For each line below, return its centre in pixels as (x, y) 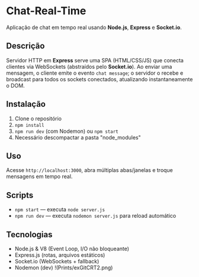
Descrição (25, 46)
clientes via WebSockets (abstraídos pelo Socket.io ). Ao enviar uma (89, 66)
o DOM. (15, 85)
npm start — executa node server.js (60, 209)
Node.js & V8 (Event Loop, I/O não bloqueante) (72, 249)
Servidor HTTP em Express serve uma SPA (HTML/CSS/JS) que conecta (95, 60)
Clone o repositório (38, 118)
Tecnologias (29, 235)
